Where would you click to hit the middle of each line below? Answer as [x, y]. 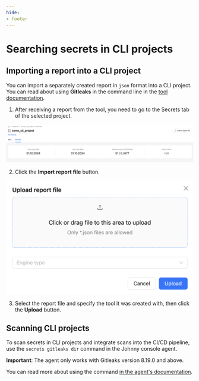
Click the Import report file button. [57, 172]
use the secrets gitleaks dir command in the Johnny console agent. [92, 349]
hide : [13, 12]
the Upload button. [38, 310]
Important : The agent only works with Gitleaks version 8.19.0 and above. [95, 360]
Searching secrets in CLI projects [90, 49]
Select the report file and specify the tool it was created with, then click [102, 303]
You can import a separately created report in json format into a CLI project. [99, 85]
